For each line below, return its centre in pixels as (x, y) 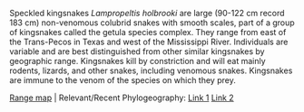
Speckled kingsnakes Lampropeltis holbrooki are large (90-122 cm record (147, 13)
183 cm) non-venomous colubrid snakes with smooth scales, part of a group (152, 23)
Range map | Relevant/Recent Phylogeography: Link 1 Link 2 (122, 98)
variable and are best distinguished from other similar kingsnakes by (137, 51)
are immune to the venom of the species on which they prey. (123, 80)
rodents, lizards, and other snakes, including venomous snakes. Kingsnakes (151, 70)
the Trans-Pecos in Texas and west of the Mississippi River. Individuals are (149, 42)
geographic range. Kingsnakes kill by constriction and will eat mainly (137, 61)
